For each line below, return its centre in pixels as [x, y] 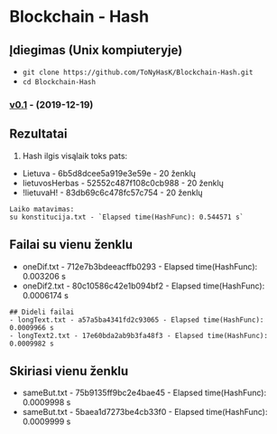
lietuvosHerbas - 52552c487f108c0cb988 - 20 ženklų [123, 183]
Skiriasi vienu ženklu [69, 371]
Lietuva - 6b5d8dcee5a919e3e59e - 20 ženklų [109, 173]
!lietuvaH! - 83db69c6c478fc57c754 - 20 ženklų [112, 193]
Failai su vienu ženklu [71, 245]
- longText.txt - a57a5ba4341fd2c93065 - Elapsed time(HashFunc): [137, 320]
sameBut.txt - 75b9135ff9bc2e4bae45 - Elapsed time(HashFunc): [144, 393]
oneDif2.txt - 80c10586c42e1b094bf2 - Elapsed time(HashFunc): [143, 286]
